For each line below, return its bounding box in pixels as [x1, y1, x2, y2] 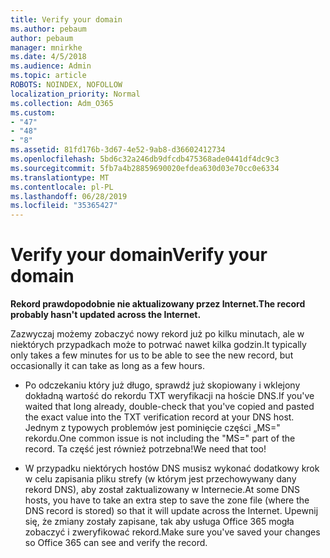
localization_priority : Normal [10, 89, 141, 99]
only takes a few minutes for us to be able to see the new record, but [10, 349, 294, 361]
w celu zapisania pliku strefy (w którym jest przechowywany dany [24, 473, 297, 485]
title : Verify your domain [10, 14, 123, 25]
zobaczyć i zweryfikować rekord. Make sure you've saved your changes [24, 526, 321, 538]
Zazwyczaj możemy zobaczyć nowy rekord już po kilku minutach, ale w [10, 328, 305, 340]
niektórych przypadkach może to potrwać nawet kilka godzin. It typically [10, 339, 307, 351]
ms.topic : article [10, 71, 87, 81]
